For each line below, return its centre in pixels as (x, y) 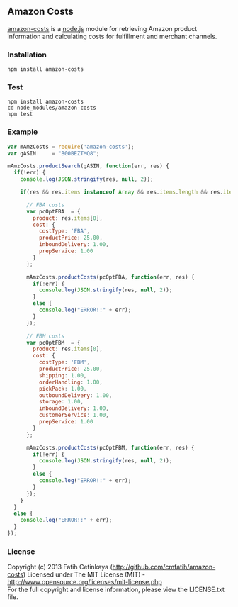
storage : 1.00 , (61, 402)
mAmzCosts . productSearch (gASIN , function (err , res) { (89, 166)
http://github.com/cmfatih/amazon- (164, 567)
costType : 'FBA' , (64, 231)
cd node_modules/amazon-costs (52, 108)
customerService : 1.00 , (74, 415)
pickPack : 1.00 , (63, 389)
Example (23, 132)
